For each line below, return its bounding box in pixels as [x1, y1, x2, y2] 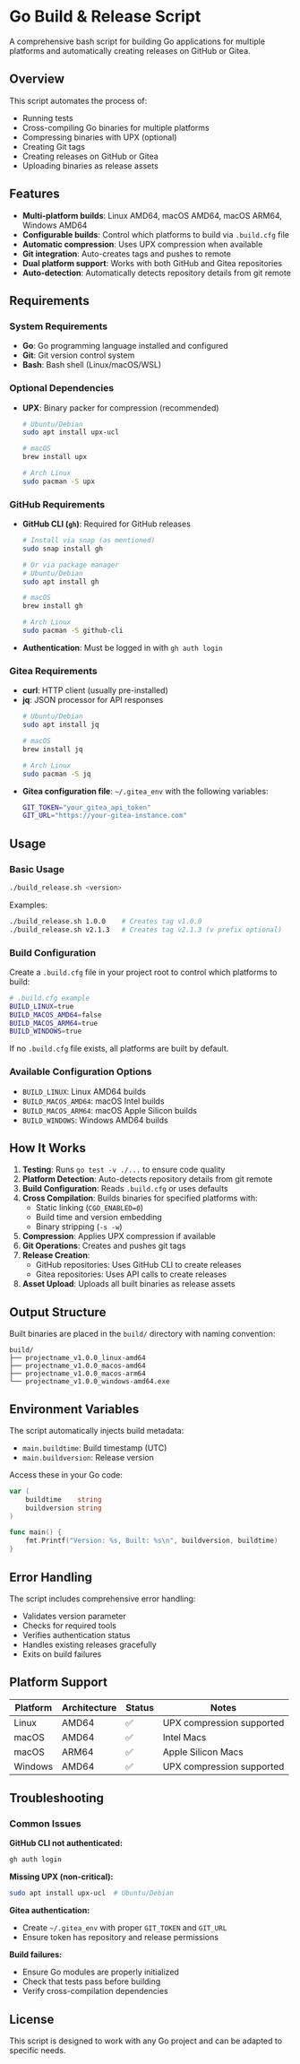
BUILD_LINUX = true [9, 1002, 74, 1010]
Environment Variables [9, 1401, 140, 1417]
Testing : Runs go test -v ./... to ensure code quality [21, 1164, 226, 1175]
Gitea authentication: [9, 1905, 90, 1916]
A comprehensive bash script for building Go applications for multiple [9, 36, 266, 47]
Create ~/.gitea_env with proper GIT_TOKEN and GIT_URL [21, 1922, 227, 1933]
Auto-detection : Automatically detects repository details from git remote [21, 267, 291, 278]
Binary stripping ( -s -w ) [35, 1221, 123, 1232]
